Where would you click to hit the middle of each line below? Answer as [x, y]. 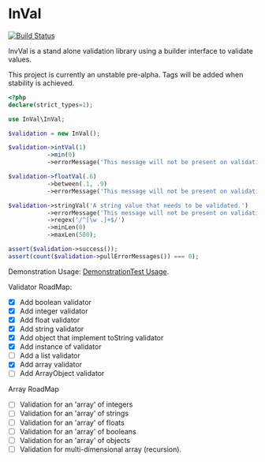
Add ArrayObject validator [62, 374]
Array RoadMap [34, 389]
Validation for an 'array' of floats [72, 423]
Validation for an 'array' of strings [74, 413]
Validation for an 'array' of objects [75, 440]
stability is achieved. [41, 83]
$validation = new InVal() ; [54, 133]
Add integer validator [54, 311]
